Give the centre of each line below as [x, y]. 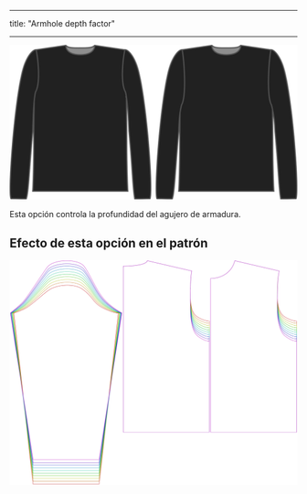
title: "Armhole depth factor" [63, 23]
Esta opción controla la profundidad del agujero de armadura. [125, 215]
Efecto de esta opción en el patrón [109, 243]
